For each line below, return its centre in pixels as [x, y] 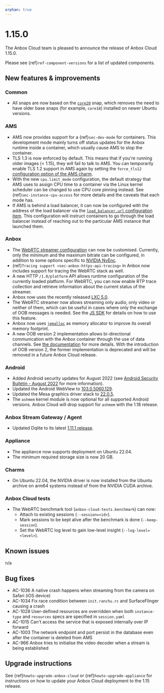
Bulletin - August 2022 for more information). [58, 384]
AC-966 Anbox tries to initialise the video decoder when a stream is [81, 643]
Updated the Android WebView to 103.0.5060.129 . [63, 389]
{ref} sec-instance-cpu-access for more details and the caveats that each [86, 195]
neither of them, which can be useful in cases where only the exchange [85, 307]
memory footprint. [31, 328]
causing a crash [29, 606]
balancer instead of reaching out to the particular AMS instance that [81, 221]
